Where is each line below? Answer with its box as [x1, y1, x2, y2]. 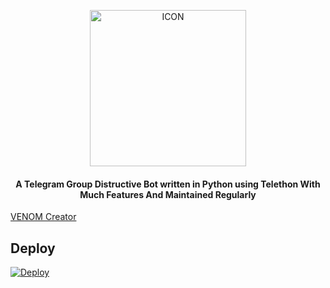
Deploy [10, 240, 56, 257]
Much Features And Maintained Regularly [79, 188, 257, 200]
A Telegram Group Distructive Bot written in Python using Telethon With [15, 178, 321, 190]
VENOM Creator [10, 211, 77, 223]
